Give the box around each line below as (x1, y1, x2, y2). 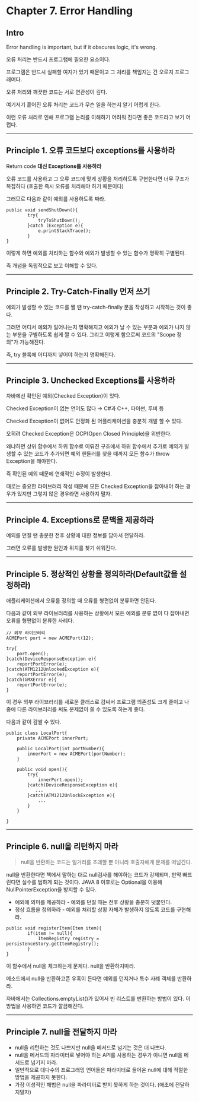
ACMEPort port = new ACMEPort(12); (6, 635, 94, 642)
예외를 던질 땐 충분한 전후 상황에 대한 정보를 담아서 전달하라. (6, 532, 145, 539)
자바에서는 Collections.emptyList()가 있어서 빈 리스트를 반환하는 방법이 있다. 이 (6, 995, 191, 1002)
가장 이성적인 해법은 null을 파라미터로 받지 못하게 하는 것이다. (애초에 (14, 1081, 174, 1088)
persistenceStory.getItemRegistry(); (6, 941, 99, 947)
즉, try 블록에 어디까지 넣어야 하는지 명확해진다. (6, 351, 115, 358)
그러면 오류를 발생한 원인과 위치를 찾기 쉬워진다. (6, 544, 117, 551)
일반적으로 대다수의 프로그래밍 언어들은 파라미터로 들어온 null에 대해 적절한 (14, 1066, 188, 1073)
